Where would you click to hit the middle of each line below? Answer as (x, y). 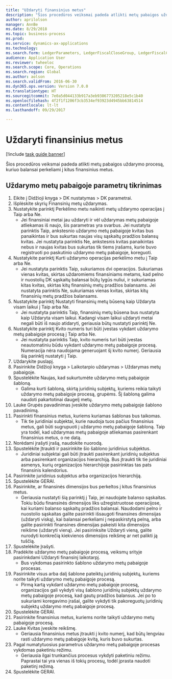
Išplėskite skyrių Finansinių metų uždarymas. (60, 203)
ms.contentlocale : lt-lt (32, 106)
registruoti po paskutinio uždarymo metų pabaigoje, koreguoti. (87, 252)
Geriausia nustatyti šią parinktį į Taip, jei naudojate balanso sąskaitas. (94, 497)
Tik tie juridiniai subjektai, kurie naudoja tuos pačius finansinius (87, 421)
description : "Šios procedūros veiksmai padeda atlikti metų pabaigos (82, 15)
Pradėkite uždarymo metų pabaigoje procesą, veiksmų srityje (78, 552)
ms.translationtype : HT (31, 91)
